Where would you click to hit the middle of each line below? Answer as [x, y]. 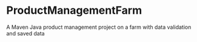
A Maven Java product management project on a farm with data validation [99, 27]
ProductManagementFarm [74, 10]
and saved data [25, 33]
